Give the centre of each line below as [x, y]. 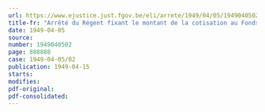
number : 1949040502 [40, 45]
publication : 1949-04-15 [49, 67]
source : [21, 37]
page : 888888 [30, 52]
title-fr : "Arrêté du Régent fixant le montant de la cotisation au [123, 23]
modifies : [24, 81]
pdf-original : [32, 89]
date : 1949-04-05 [37, 30]
